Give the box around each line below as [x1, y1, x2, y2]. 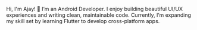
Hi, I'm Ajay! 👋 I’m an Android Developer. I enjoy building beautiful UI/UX [6, 6, 183, 12]
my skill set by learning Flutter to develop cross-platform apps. [6, 18, 160, 24]
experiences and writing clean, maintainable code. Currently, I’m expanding [6, 12, 192, 18]
